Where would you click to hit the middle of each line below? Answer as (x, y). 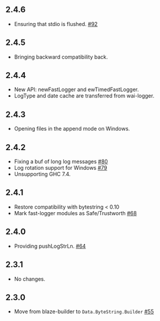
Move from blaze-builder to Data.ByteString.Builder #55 (84, 312)
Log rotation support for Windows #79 (61, 168)
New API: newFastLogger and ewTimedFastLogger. (76, 90)
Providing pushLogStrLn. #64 (50, 246)
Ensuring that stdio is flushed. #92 (56, 24)
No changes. (30, 279)
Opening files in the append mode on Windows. (72, 129)
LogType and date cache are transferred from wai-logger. (84, 96)
